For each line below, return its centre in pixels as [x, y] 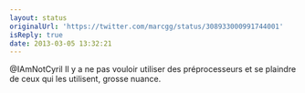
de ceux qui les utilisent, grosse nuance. [85, 79]
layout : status [38, 18]
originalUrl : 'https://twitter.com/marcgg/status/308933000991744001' [147, 26]
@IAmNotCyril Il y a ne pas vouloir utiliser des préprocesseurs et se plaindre [153, 69]
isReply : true [37, 35]
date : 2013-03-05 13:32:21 [61, 43]
